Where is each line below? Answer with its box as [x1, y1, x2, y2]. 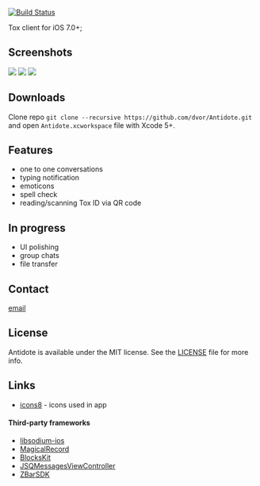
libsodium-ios [19, 435, 65, 445]
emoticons [19, 181, 55, 191]
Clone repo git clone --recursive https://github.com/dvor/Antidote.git [8, 112, 252, 121]
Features [8, 144, 53, 157]
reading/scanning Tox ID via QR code [19, 199, 142, 208]
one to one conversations [19, 164, 103, 174]
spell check [19, 190, 58, 199]
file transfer [19, 259, 58, 269]
